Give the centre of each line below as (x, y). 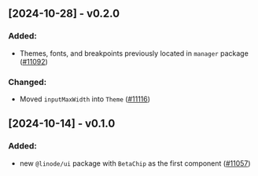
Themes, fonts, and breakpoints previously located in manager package (134, 53)
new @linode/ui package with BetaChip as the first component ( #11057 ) (135, 163)
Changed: (28, 82)
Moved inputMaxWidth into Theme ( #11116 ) (85, 99)
